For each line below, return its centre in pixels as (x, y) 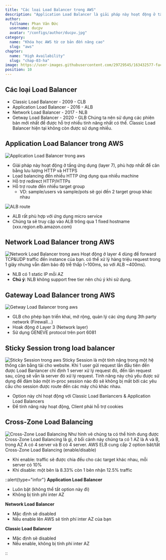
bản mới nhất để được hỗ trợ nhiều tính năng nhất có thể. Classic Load (84, 123)
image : (12, 65)
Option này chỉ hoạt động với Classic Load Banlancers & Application (81, 396)
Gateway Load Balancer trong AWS (60, 295)
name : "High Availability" (37, 56)
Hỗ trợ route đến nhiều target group (48, 186)
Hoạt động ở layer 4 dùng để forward (119, 254)
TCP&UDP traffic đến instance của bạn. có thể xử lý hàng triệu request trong (83, 259)
